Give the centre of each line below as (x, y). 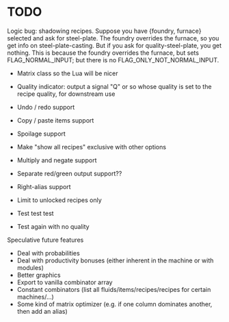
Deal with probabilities (48, 253)
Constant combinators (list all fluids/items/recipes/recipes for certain (114, 289)
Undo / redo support (46, 107)
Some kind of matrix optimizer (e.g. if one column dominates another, (114, 304)
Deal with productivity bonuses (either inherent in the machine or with (115, 260)
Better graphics (39, 275)
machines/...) (36, 297)
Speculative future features (45, 240)
